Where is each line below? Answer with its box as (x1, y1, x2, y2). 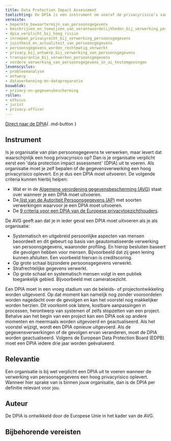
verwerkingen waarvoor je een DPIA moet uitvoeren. (12, 202, 123, 208)
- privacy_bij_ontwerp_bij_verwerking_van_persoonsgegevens (5, 50, 136, 55)
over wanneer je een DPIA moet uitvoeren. (12, 191, 102, 198)
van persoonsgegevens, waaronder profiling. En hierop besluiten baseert (12, 243, 166, 250)
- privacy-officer (5, 107, 44, 112)
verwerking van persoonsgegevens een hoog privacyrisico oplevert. (5, 374, 149, 380)
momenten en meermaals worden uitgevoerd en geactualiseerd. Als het (5, 318, 155, 324)
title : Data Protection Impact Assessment (5, 7, 97, 13)
